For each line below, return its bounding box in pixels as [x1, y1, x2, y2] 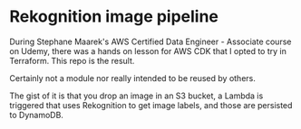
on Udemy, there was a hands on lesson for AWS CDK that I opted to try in [9, 45, 287, 56]
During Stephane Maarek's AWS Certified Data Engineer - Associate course [9, 36, 292, 47]
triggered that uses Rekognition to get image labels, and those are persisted [9, 99, 293, 110]
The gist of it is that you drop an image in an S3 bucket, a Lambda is [9, 90, 264, 101]
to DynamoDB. [9, 109, 63, 120]
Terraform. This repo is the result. [9, 55, 135, 66]
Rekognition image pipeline [9, 6, 219, 27]
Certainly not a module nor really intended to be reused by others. [9, 72, 257, 83]
